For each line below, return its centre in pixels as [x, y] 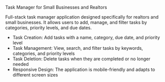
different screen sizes [35, 75]
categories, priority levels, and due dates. [49, 28]
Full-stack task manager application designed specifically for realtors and [82, 17]
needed [20, 64]
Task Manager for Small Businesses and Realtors [56, 7]
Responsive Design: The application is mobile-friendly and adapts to [84, 69]
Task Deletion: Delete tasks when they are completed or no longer [81, 59]
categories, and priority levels [44, 53]
